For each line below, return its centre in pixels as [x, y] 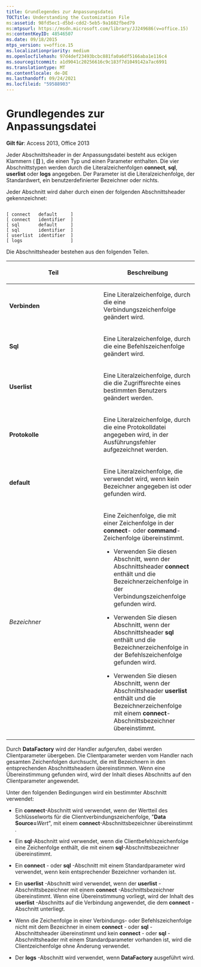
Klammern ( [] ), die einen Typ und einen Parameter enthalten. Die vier [93, 161]
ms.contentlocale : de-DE [37, 73]
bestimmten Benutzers [135, 390]
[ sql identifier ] [40, 230]
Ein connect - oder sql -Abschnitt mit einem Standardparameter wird [100, 865]
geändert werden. [129, 398]
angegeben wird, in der [136, 434]
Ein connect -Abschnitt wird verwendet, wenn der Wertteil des [91, 810]
